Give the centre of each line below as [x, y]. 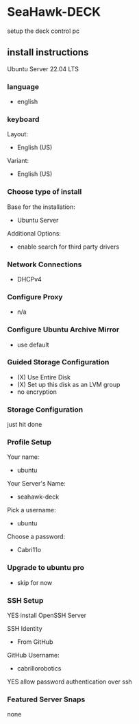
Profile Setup [29, 442]
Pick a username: [31, 510]
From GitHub [35, 642]
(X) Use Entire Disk [43, 377]
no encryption [37, 392]
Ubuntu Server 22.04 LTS [43, 68]
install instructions [48, 52]
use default [33, 345]
